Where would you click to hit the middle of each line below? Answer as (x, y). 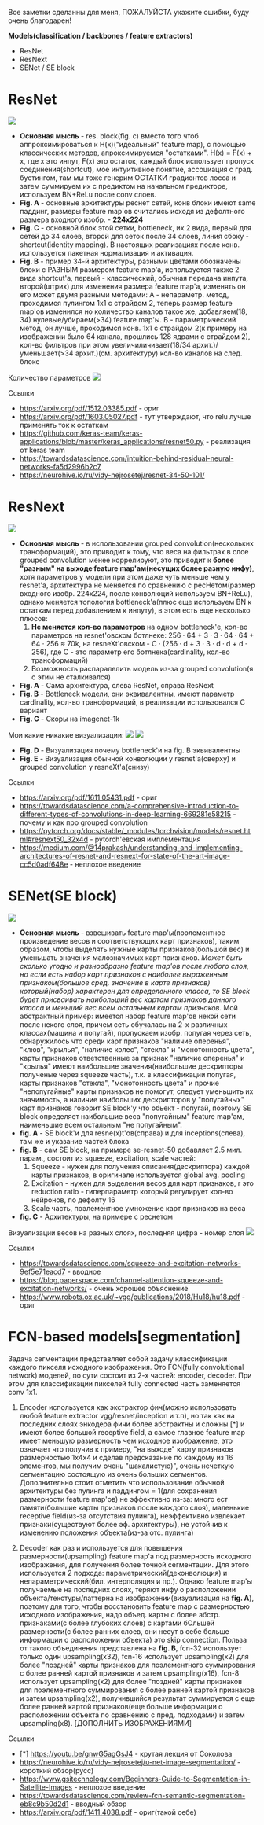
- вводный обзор (99, 1804)
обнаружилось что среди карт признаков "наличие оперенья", (125, 1041)
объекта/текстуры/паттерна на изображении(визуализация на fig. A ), (136, 1598)
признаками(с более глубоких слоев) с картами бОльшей (117, 1623)
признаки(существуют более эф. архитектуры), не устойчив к (123, 1524)
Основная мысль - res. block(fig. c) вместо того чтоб (109, 136)
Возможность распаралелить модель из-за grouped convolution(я (142, 668)
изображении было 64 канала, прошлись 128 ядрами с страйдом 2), (135, 336)
